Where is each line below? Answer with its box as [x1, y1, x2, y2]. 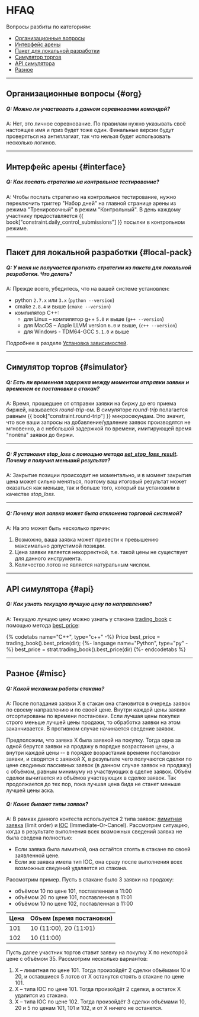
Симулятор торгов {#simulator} [6, 362, 129, 372]
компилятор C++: [14, 309, 59, 317]
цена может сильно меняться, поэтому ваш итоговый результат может [6, 478, 187, 485]
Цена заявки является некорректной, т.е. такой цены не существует [14, 549, 188, 556]
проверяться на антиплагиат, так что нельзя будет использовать [6, 133, 171, 140]
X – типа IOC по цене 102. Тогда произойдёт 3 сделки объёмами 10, [14, 998, 187, 1005]
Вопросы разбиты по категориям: [6, 23, 92, 30]
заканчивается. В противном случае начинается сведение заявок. [6, 725, 175, 732]
